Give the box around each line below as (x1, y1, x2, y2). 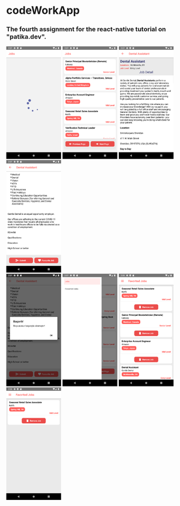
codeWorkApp (6, 4, 80, 17)
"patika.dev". (6, 32, 47, 41)
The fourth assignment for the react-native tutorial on (6, 25, 166, 34)
